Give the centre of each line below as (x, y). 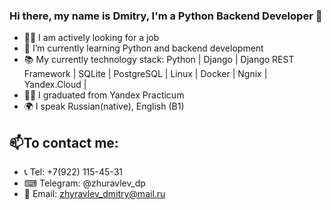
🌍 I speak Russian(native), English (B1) (104, 106)
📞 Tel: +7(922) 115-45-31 (73, 172)
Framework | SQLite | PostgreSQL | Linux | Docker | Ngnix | (145, 74)
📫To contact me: (64, 142)
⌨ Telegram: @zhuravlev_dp (84, 183)
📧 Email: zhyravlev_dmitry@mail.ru (94, 194)
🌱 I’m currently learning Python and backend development (143, 48)
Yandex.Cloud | (55, 85)
